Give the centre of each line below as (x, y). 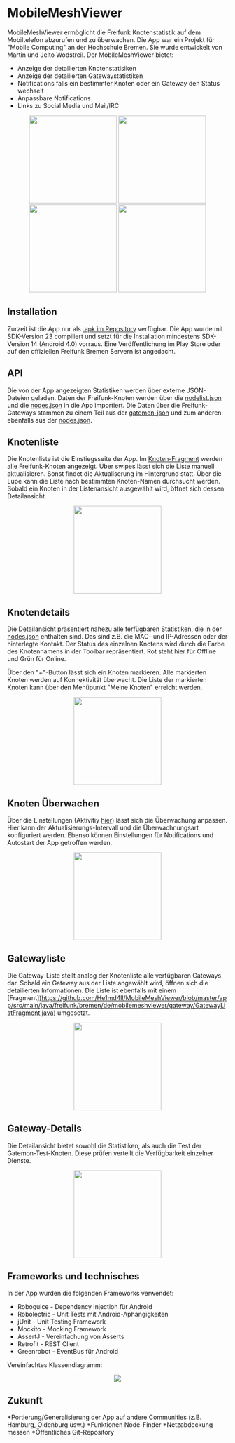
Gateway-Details (44, 1129)
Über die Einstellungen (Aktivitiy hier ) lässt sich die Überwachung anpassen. (117, 820)
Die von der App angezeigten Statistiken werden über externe (96, 390)
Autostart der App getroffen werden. (60, 843)
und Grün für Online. (37, 659)
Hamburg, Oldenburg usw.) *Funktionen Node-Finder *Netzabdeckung (110, 1425)
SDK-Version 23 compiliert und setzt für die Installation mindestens (104, 336)
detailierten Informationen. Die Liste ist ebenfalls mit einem (92, 990)
